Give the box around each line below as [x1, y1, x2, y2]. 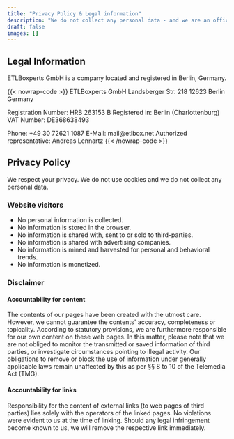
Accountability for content [7, 295, 86, 303]
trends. [17, 253, 38, 261]
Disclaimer [7, 278, 45, 288]
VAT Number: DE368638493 [7, 116, 90, 124]
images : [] [7, 29, 39, 37]
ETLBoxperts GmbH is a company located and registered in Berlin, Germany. [7, 74, 226, 82]
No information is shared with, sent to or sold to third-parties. [17, 231, 194, 239]
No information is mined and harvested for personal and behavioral [17, 245, 210, 254]
